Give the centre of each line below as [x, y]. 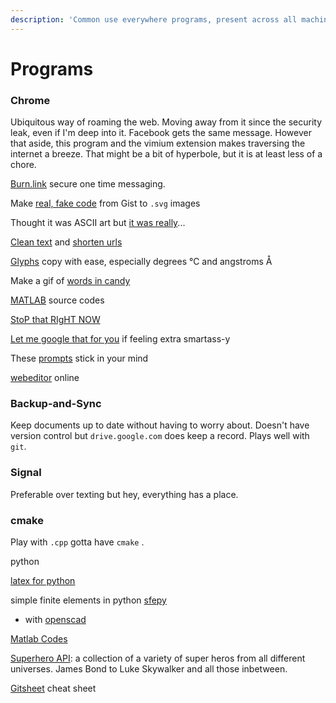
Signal [26, 473]
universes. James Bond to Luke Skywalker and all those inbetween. [149, 669]
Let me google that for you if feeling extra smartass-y [120, 339]
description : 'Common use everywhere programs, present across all [154, 19]
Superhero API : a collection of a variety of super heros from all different [158, 658]
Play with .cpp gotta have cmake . [77, 542]
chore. [23, 165]
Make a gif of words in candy [70, 281]
